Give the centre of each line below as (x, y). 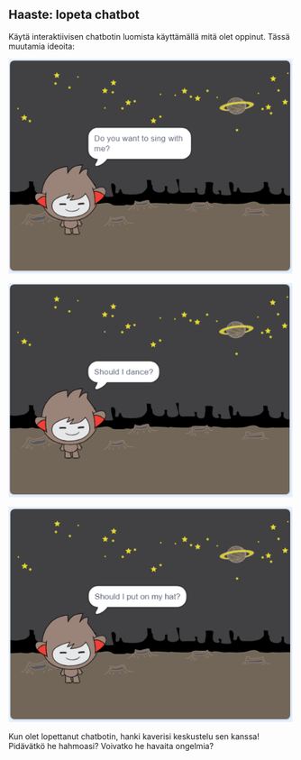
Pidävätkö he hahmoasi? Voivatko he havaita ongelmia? (111, 746)
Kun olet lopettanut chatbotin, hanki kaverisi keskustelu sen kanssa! (134, 736)
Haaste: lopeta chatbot (74, 15)
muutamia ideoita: (42, 46)
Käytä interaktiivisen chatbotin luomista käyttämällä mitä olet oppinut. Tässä (149, 36)
